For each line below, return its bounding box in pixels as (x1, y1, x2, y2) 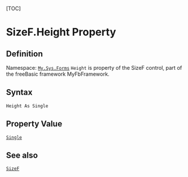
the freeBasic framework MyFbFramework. (6, 70, 110, 77)
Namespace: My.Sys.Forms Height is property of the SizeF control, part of (6, 64, 183, 71)
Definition (6, 49, 43, 59)
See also (6, 151, 38, 161)
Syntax (6, 87, 33, 97)
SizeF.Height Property (6, 26, 117, 39)
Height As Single (6, 103, 49, 109)
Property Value (6, 119, 63, 129)
